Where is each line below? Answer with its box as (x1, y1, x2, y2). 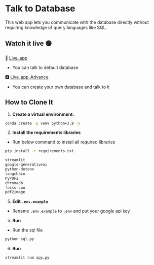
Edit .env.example (12, 199, 48, 204)
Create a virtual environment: (12, 111, 74, 117)
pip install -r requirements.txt (5, 149, 74, 154)
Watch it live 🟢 (5, 39, 52, 48)
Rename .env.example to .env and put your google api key (12, 208, 130, 214)
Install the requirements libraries (12, 130, 81, 135)
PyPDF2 (5, 176, 19, 181)
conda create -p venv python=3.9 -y (5, 121, 80, 126)
